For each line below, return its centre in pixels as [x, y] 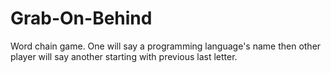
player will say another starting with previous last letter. [124, 56]
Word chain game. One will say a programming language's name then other [166, 46]
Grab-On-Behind [81, 18]
